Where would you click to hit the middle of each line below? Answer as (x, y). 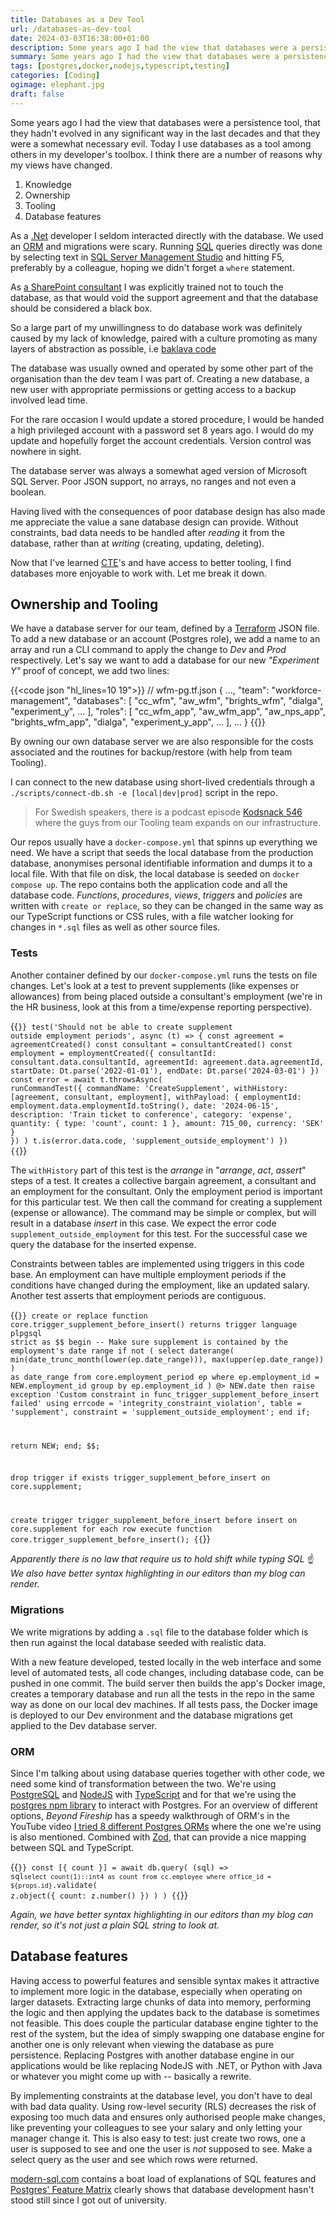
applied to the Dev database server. (84, 1725)
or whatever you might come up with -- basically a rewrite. (131, 2076)
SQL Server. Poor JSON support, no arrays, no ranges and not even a (153, 481)
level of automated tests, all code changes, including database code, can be (167, 1672)
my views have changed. (61, 165)
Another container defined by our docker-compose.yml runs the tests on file (164, 975)
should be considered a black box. (81, 308)
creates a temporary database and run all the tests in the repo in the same (162, 1693)
